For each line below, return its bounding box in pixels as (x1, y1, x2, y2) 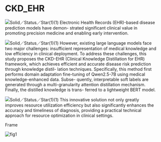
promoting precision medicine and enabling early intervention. (5, 30, 129, 36)
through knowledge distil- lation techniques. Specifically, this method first (5, 66, 152, 72)
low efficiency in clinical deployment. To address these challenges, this (5, 50, 146, 56)
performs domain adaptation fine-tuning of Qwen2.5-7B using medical (5, 71, 146, 77)
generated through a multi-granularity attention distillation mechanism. (5, 81, 146, 87)
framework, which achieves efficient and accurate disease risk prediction (5, 61, 151, 67)
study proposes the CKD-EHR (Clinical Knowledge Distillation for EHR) (5, 56, 145, 62)
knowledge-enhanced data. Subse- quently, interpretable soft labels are (5, 76, 149, 82)
